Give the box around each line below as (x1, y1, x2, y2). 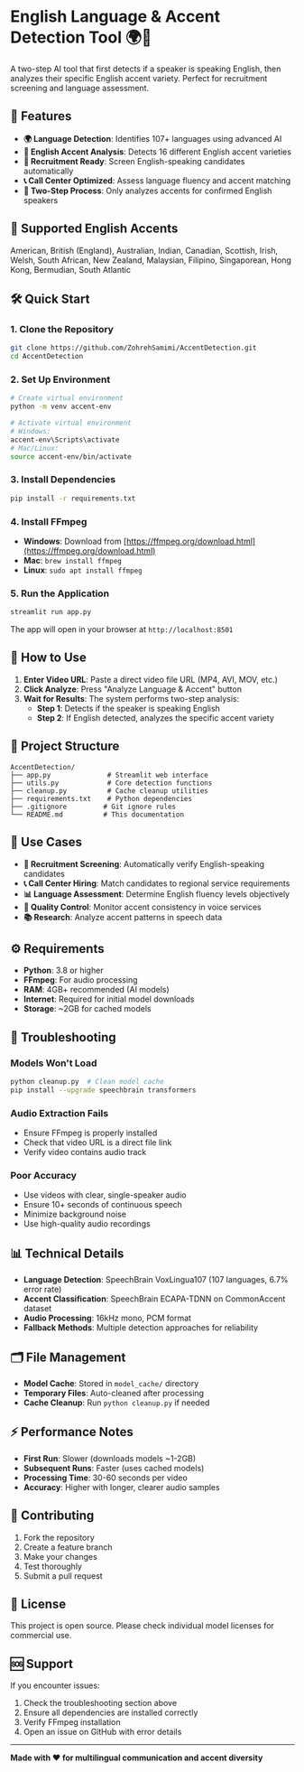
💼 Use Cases (10, 835, 83, 850)
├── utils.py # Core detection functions (10, 779, 213, 788)
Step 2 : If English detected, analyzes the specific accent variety (36, 712, 274, 723)
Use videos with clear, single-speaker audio (23, 1189, 187, 1200)
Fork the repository (23, 1532, 96, 1543)
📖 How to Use (10, 650, 87, 666)
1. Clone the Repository (10, 322, 114, 335)
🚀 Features (10, 108, 72, 124)
